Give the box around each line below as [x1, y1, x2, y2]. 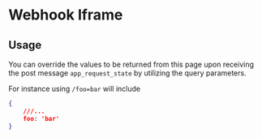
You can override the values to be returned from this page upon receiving [8, 59, 254, 69]
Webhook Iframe [8, 6, 123, 24]
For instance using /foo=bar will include [8, 84, 140, 93]
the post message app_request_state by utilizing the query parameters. [8, 68, 247, 78]
